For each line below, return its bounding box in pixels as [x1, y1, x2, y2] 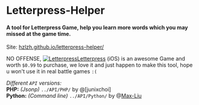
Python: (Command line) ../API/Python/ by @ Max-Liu [6, 92, 142, 100]
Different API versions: [6, 79, 62, 87]
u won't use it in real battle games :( [6, 68, 98, 75]
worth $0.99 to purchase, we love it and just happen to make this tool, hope [6, 61, 193, 69]
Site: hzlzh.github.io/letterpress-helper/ [6, 43, 104, 51]
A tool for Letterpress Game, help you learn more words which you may [6, 23, 188, 31]
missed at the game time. [6, 30, 71, 37]
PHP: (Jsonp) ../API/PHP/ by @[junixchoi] [6, 86, 112, 93]
